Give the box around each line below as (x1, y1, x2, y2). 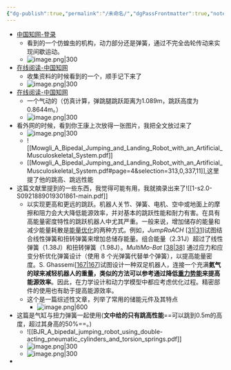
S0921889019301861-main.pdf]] (16, 192, 108, 200)
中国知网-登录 (16, 30, 57, 38)
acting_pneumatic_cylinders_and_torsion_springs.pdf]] (26, 335, 182, 343)
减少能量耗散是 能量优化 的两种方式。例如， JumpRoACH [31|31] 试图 (26, 225, 217, 234)
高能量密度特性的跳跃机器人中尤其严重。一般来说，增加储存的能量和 (26, 217, 221, 225)
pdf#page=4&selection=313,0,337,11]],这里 (98, 167, 220, 175)
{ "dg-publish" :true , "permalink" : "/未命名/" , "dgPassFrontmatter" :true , (6, 10, 211, 17)
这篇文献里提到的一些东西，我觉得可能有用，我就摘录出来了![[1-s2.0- (16, 184, 213, 192)
